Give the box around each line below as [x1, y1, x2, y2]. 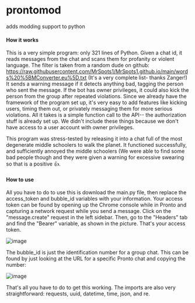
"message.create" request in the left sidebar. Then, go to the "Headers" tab [6, 214, 188, 221]
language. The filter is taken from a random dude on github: [6, 62, 150, 69]
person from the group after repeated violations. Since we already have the [6, 93, 187, 100]
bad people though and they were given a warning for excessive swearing [6, 154, 184, 161]
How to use [6, 176, 34, 183]
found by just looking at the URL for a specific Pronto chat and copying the [6, 255, 186, 262]
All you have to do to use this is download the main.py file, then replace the [6, 189, 187, 196]
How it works [6, 36, 39, 43]
